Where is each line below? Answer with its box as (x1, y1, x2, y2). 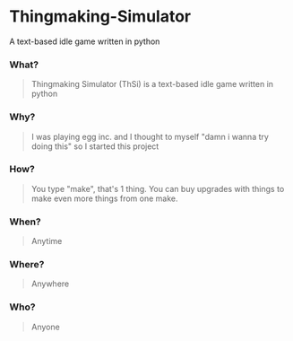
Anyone (30, 321, 60, 332)
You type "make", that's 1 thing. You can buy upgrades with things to (30, 183, 285, 194)
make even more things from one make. (30, 193, 178, 204)
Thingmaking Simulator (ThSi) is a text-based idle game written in (30, 79, 274, 90)
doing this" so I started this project (30, 141, 159, 152)
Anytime (30, 236, 63, 247)
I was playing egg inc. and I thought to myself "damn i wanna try (30, 131, 269, 142)
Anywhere (30, 278, 70, 289)
